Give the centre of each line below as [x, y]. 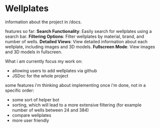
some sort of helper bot [36, 99]
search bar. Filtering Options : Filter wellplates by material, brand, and [75, 36]
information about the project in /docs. [43, 22]
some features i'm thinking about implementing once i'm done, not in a [76, 85]
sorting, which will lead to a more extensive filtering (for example [77, 105]
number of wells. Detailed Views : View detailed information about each [76, 41]
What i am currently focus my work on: [44, 61]
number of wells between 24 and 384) [50, 110]
